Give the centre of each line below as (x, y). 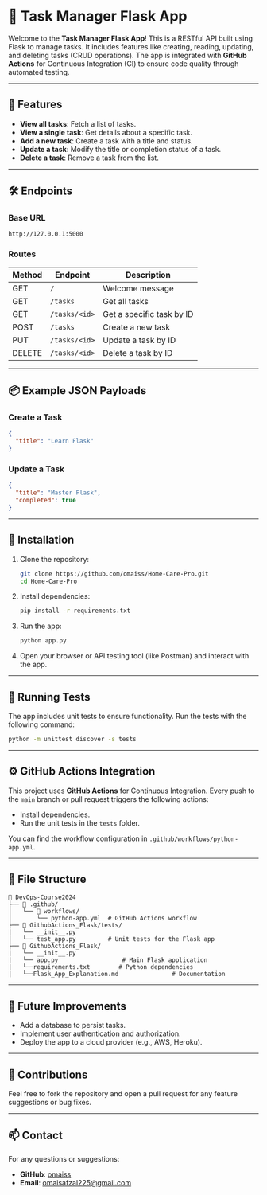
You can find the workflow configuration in (78, 838)
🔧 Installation (41, 540)
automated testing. (39, 72)
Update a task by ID (139, 340)
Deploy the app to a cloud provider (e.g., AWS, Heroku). (111, 1042)
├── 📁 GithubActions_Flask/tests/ (66, 926)
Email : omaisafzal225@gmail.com (75, 1182)
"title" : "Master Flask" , (58, 493)
